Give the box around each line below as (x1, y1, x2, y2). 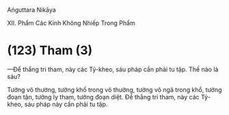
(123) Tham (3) (7, 43, 93, 59)
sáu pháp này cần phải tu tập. (24, 100, 108, 108)
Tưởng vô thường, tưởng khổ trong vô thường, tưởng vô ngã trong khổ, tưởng (7, 85, 222, 94)
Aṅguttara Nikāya (7, 6, 56, 14)
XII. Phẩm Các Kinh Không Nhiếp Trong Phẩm (7, 19, 135, 27)
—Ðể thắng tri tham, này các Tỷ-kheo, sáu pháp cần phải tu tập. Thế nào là (7, 65, 219, 73)
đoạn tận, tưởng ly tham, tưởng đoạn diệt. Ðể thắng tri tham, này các (7, 93, 200, 101)
